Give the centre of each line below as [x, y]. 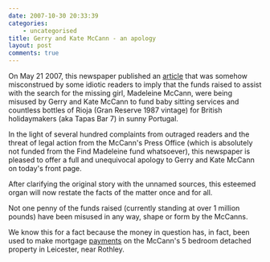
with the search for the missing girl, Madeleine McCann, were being [121, 93]
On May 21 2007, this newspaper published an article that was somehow [128, 76]
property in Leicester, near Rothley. [66, 249]
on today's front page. [45, 168]
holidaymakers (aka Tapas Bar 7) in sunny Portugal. [94, 119]
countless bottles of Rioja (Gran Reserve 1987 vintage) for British [115, 110]
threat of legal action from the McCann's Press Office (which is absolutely [131, 143]
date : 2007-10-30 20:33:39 [53, 16]
